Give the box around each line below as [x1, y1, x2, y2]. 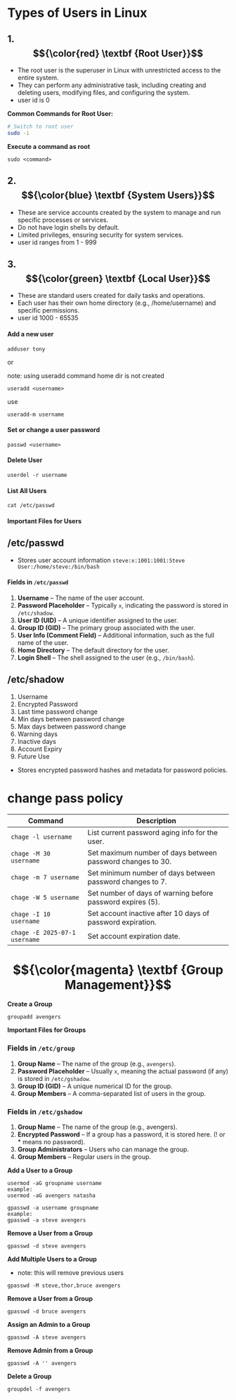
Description [136, 816, 177, 825]
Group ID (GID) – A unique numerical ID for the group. [17, 1082, 173, 1090]
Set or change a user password [7, 426, 100, 434]
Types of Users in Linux [7, 5, 147, 21]
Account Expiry [17, 745, 63, 753]
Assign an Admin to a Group [7, 1321, 91, 1329]
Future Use [17, 752, 50, 760]
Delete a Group [7, 1372, 52, 1381]
